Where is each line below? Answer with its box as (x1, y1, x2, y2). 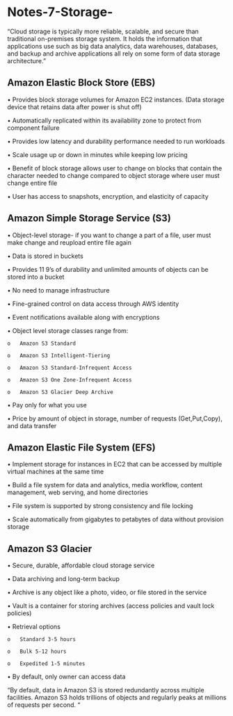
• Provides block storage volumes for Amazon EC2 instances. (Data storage (7, 95, 225, 104)
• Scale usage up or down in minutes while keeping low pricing (7, 150, 188, 158)
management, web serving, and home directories (7, 488, 148, 497)
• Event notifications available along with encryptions (7, 313, 160, 321)
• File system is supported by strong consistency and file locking (7, 502, 193, 510)
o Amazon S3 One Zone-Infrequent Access (7, 376, 132, 383)
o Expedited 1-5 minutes (7, 660, 86, 667)
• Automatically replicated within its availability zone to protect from (7, 116, 202, 124)
